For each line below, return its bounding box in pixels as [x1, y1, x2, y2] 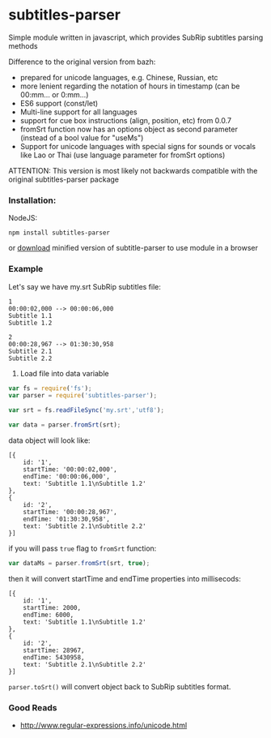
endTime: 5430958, [23, 653, 85, 662]
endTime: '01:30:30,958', [23, 515, 111, 524]
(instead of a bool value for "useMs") [19, 132, 144, 143]
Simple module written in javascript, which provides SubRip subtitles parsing [8, 32, 264, 42]
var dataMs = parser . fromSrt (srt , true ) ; [8, 560, 150, 568]
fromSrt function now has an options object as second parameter [19, 124, 239, 134]
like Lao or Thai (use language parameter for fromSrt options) [19, 150, 226, 160]
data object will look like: [8, 436, 91, 445]
